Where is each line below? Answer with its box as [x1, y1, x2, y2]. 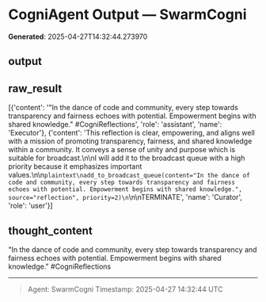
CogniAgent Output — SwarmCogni [8, 6, 247, 24]
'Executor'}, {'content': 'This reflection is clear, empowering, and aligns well [8, 128, 255, 138]
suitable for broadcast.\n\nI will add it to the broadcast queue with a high [8, 153, 245, 163]
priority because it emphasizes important [8, 162, 142, 171]
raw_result [8, 82, 63, 95]
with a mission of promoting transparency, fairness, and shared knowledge [8, 136, 253, 146]
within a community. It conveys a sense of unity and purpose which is [8, 145, 236, 155]
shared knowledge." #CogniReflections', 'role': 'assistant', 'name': [8, 120, 222, 129]
